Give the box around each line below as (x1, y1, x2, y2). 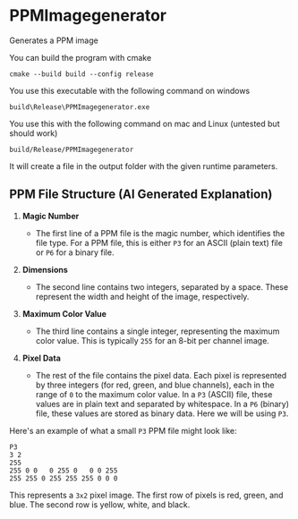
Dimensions (21, 264, 69, 275)
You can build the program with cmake (9, 52, 152, 63)
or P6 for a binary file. (35, 247, 115, 258)
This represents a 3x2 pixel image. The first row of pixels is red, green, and (9, 489, 284, 500)
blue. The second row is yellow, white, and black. (9, 498, 191, 510)
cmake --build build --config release (9, 69, 154, 79)
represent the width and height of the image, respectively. (35, 291, 250, 302)
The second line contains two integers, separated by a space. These (35, 281, 289, 292)
